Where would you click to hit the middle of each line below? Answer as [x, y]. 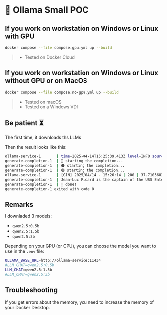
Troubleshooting [32, 290]
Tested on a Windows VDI [51, 107]
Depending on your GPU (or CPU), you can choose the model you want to [81, 246]
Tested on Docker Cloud [49, 57]
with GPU [20, 36]
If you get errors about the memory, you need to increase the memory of [80, 302]
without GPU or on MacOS [46, 81]
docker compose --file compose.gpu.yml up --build [59, 48]
